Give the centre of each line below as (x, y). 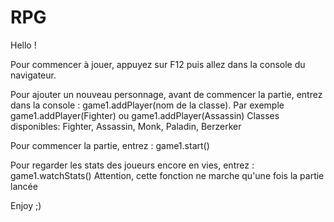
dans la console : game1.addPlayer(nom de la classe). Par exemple (147, 105)
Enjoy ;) (26, 205)
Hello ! (23, 45)
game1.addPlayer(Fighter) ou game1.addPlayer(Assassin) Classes (145, 115)
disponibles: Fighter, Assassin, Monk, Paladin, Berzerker (126, 126)
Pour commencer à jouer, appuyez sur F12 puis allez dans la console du (158, 64)
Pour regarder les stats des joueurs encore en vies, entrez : (132, 165)
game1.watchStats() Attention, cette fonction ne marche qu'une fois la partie (167, 175)
